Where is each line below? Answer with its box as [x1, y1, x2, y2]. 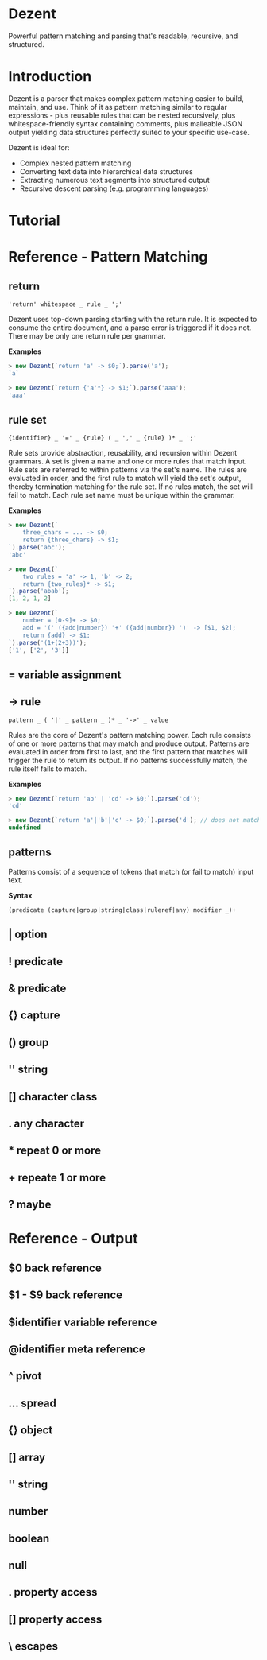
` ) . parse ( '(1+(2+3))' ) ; [8, 638, 87, 646]
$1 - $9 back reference [8, 1289, 123, 1302]
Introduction [8, 68, 92, 86]
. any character [8, 1117, 85, 1131]
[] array [8, 1450, 46, 1464]
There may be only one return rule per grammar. [8, 332, 166, 341]
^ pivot [8, 1369, 42, 1383]
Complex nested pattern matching [19, 158, 132, 168]
